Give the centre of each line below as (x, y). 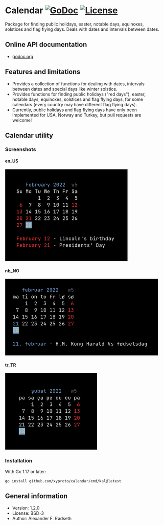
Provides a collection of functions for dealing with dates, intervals (78, 84)
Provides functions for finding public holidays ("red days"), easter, (79, 94)
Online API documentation (46, 45)
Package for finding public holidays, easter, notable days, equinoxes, (74, 24)
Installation (19, 461)
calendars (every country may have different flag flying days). (74, 104)
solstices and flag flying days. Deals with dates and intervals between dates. (82, 29)
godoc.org (23, 56)
